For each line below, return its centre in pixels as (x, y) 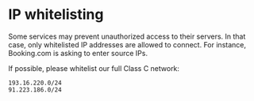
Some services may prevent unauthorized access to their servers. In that (127, 36)
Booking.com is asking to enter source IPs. (78, 53)
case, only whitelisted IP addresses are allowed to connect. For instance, (127, 44)
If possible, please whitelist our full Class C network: (94, 68)
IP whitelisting (56, 15)
